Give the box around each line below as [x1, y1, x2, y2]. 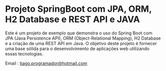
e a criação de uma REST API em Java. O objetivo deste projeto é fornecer [5, 40, 157, 46]
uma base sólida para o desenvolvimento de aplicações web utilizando [5, 46, 150, 51]
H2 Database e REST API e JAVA [5, 14, 140, 25]
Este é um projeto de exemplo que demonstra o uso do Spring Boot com [5, 30, 153, 36]
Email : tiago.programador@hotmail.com [5, 60, 88, 66]
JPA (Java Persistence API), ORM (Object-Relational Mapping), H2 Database [5, 35, 161, 41]
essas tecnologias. [5, 50, 44, 57]
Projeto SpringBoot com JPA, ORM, [5, 3, 152, 15]
